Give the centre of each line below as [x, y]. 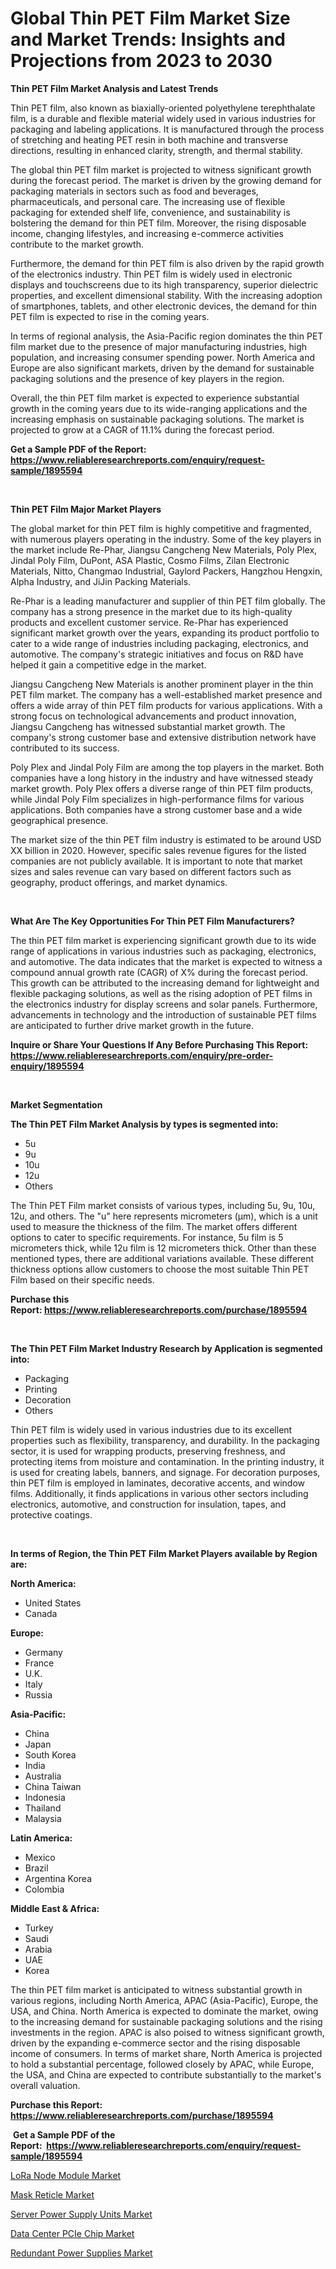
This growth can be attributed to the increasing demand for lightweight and [165, 983]
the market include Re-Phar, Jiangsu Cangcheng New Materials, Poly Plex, [164, 549]
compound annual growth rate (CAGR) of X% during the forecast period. [159, 972]
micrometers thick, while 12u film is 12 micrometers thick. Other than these [163, 1248]
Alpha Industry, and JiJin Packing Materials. [101, 581]
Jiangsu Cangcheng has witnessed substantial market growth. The [148, 726]
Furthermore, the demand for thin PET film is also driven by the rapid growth [167, 263]
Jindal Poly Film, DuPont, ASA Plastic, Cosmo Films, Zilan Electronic [150, 560]
